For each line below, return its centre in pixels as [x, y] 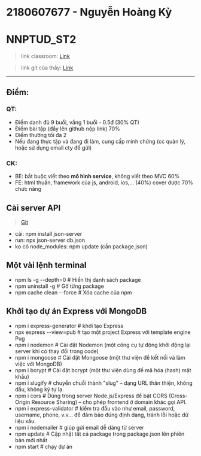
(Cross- [178, 396]
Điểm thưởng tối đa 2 [41, 135]
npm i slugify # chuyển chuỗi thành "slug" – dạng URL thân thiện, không [103, 383]
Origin [22, 402]
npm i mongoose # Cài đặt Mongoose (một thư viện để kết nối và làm [100, 357]
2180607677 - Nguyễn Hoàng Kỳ [89, 12]
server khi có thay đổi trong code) [57, 351]
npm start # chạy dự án [44, 446]
